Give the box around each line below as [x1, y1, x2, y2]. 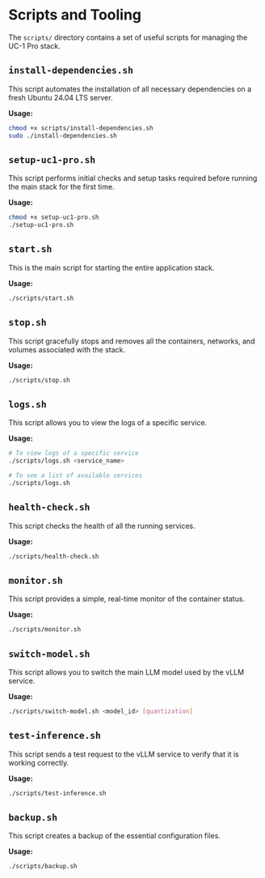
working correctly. [8, 757, 69, 767]
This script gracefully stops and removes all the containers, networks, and [8, 336, 255, 346]
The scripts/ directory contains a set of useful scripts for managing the [8, 32, 248, 42]
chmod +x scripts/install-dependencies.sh [8, 124, 154, 132]
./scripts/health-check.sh [8, 552, 99, 560]
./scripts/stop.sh [8, 376, 70, 384]
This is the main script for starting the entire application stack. [8, 262, 215, 272]
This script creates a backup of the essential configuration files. [8, 831, 221, 841]
